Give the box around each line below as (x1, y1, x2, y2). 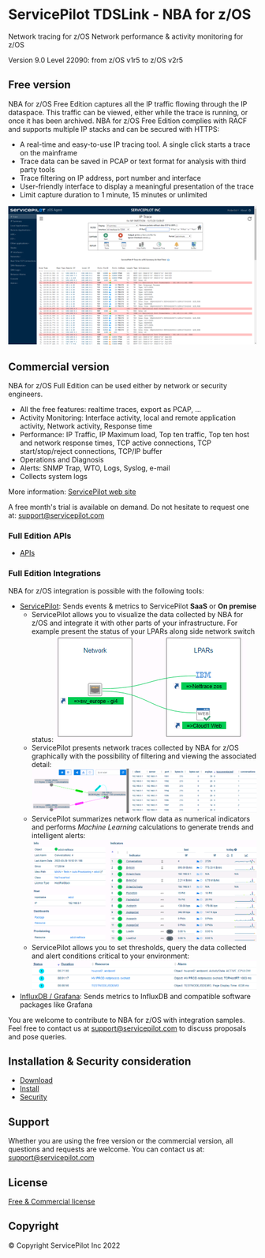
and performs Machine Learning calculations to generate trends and (31, 822, 254, 832)
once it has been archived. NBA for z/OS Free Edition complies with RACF (8, 116, 248, 125)
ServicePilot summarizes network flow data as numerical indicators (31, 814, 251, 824)
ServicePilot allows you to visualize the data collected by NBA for (31, 609, 244, 619)
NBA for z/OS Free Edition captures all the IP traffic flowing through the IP (8, 99, 248, 108)
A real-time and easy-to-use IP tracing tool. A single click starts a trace (19, 140, 251, 149)
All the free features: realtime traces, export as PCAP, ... (19, 405, 201, 414)
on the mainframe (19, 148, 77, 157)
